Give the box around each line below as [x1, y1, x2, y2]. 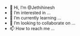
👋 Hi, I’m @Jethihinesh [9, 5, 55, 10]
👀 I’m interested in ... [9, 10, 51, 16]
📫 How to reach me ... [9, 26, 55, 31]
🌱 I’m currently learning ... [9, 15, 62, 20]
